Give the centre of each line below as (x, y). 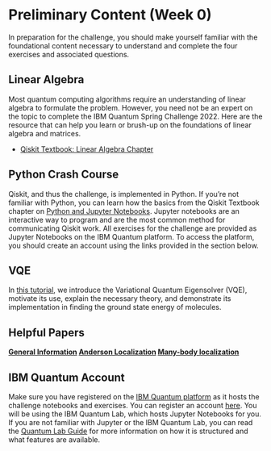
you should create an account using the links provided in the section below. (134, 245)
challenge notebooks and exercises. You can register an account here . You (133, 405)
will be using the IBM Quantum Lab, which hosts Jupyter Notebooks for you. (135, 414)
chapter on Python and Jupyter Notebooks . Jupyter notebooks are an (124, 211)
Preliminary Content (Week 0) (110, 15)
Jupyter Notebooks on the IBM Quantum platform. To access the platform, (131, 236)
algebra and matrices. (45, 133)
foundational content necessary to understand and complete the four (123, 45)
